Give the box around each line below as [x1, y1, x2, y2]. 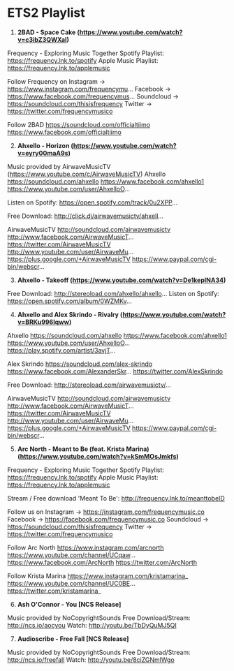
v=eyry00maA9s [17, 149, 68, 157]
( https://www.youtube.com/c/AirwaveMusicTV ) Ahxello [7, 170, 166, 178]
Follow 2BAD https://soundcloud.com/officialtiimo [7, 120, 151, 128]
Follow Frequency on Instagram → [7, 77, 106, 85]
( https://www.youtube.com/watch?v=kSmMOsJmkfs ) [17, 452, 180, 460]
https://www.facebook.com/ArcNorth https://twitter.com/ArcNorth [7, 558, 198, 566]
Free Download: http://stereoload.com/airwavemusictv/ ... [7, 381, 171, 389]
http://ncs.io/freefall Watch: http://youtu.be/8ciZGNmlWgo [7, 655, 175, 664]
